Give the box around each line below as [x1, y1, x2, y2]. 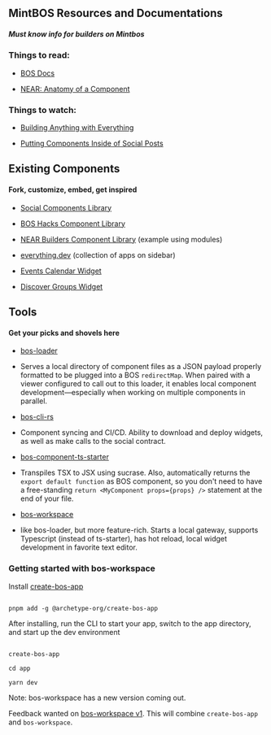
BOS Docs [20, 68, 55, 78]
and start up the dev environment [8, 627, 120, 637]
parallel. [20, 396, 47, 406]
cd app [8, 664, 31, 672]
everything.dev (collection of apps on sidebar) [20, 250, 177, 259]
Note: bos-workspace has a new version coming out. [8, 693, 186, 702]
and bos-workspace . [8, 717, 73, 727]
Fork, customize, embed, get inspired [8, 185, 138, 194]
